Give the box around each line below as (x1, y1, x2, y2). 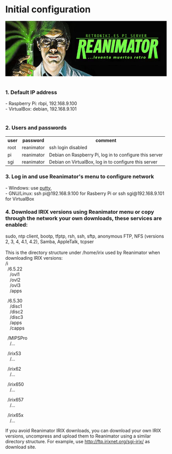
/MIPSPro (7, 335, 28, 341)
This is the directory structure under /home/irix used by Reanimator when (5, 249, 160, 256)
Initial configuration (5, 4, 91, 15)
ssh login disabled (49, 144, 88, 151)
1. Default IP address (5, 88, 57, 96)
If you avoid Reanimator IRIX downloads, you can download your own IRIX (5, 427, 161, 433)
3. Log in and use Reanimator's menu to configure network (5, 173, 155, 180)
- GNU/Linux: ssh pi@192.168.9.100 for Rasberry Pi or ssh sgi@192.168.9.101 (5, 190, 165, 196)
